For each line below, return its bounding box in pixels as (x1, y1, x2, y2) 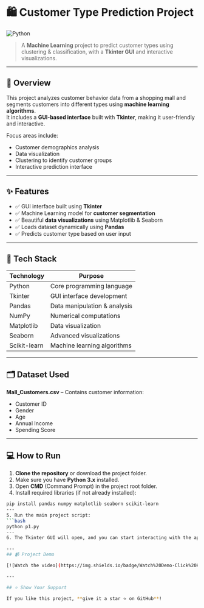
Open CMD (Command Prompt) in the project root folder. (15, 483, 158, 490)
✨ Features (6, 186, 49, 197)
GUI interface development (50, 292, 127, 300)
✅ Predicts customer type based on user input (15, 230, 132, 237)
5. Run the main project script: (6, 512, 91, 518)
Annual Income (15, 420, 53, 427)
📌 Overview (6, 78, 51, 88)
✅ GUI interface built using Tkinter (15, 202, 103, 210)
